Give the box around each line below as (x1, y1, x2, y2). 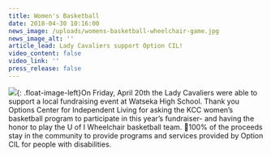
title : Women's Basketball (8, 11, 100, 20)
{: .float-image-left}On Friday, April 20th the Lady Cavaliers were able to (16, 87, 258, 97)
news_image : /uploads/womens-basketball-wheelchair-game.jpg (8, 27, 220, 35)
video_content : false (8, 49, 82, 57)
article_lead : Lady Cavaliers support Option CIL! (8, 42, 183, 50)
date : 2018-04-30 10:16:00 (8, 19, 100, 28)
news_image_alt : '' (8, 34, 75, 43)
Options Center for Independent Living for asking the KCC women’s (8, 104, 234, 114)
